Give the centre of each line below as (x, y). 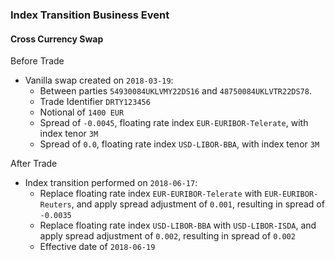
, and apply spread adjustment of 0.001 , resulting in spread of (198, 204)
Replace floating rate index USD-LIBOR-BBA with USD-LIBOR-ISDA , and (178, 225)
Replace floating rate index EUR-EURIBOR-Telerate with (151, 194)
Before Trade (37, 61)
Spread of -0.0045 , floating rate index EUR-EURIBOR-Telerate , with (174, 123)
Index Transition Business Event (90, 15)
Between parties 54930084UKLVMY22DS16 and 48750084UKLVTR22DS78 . (175, 91)
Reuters (55, 205)
